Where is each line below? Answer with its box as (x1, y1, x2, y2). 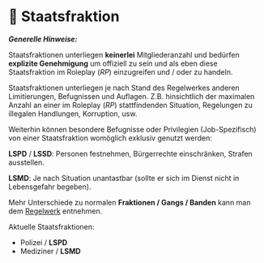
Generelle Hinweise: (8, 34, 79, 44)
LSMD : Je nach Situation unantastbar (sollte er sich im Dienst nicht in (8, 173, 240, 183)
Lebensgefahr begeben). (8, 182, 92, 192)
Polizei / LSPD (19, 237, 68, 247)
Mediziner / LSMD (19, 246, 81, 256)
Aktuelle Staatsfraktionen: (8, 222, 95, 231)
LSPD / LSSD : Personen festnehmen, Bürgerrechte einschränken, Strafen (8, 149, 253, 158)
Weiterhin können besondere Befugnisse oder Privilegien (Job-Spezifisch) (8, 124, 257, 134)
